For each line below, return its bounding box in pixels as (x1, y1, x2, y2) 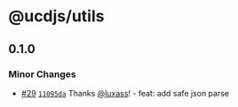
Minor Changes (8, 68, 76, 80)
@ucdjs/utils (8, 6, 105, 27)
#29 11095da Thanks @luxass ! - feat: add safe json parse (20, 88, 230, 98)
